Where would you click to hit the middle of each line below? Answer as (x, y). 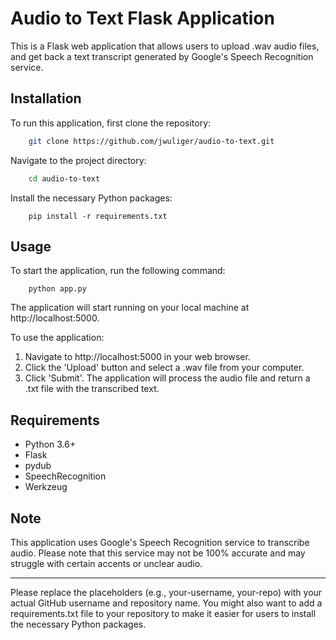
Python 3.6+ (50, 444)
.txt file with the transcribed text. (92, 389)
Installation (46, 98)
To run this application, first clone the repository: (111, 123)
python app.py (57, 289)
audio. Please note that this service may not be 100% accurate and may (158, 553)
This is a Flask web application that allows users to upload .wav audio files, (165, 46)
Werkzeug (46, 487)
